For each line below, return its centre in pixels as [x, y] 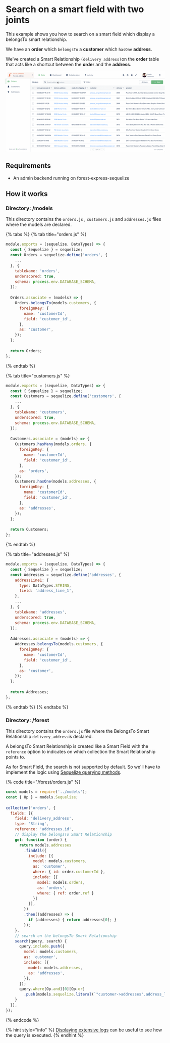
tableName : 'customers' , [41, 412]
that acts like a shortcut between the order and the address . [69, 64]
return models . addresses [45, 845]
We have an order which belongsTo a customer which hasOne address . [79, 49]
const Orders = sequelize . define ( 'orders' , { [59, 255]
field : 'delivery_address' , [44, 819]
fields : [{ [22, 813]
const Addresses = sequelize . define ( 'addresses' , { [66, 575]
